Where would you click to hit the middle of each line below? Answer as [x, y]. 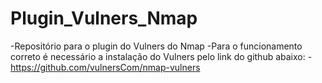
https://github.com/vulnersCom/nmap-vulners [105, 67]
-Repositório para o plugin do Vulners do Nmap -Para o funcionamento [156, 46]
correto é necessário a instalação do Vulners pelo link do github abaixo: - [161, 56]
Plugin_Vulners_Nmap [104, 18]
